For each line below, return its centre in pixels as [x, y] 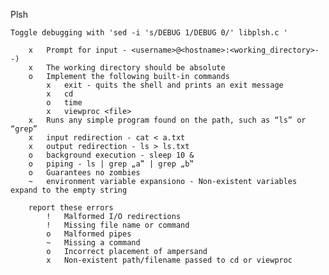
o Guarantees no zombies [84, 173]
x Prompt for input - [78, 50]
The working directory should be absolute [136, 68]
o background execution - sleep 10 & [111, 155]
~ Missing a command [93, 243]
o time [64, 103]
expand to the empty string [69, 190]
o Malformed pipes [89, 234]
